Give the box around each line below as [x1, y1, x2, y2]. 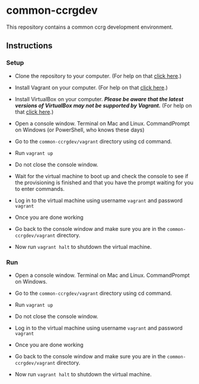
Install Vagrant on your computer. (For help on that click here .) [14, 84, 169, 91]
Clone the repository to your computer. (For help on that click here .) [14, 72, 182, 80]
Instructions [6, 41, 53, 51]
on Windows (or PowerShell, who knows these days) [14, 126, 145, 133]
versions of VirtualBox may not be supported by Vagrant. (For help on [14, 102, 192, 109]
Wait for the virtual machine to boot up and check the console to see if [14, 172, 188, 179]
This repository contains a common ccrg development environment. [6, 23, 173, 31]
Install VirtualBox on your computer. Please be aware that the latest [14, 95, 184, 102]
